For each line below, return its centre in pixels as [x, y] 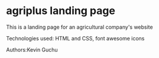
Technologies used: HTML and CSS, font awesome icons [75, 38]
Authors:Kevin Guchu [32, 50]
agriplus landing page [61, 11]
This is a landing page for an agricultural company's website [79, 27]
